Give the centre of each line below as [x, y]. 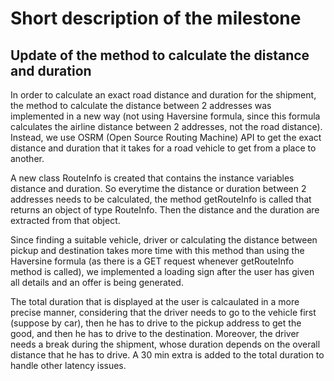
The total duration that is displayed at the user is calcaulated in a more [155, 301]
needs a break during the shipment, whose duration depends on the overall [165, 344]
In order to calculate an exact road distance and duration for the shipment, [163, 95]
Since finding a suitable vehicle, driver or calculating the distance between [164, 240]
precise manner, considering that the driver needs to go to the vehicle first [163, 312]
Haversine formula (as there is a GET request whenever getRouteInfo [152, 261]
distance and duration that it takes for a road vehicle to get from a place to [163, 148]
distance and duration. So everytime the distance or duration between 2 [158, 188]
